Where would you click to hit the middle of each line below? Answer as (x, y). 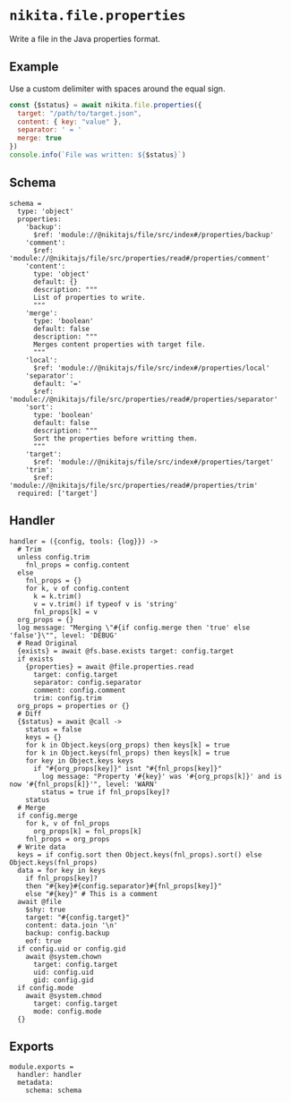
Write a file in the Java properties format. (85, 38)
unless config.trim (54, 557)
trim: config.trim (67, 698)
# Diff (30, 713)
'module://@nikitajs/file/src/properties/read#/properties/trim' (133, 485)
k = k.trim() (57, 596)
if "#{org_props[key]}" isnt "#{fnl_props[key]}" (127, 768)
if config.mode (46, 987)
